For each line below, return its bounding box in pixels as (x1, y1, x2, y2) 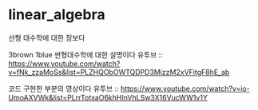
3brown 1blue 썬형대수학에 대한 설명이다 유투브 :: (8, 49, 164, 59)
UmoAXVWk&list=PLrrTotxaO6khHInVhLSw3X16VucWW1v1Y (8, 92, 208, 102)
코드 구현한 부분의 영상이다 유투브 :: (8, 84, 119, 93)
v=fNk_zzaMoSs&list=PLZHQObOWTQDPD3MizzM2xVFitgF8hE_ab (8, 67, 230, 77)
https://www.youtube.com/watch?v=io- (120, 84, 250, 93)
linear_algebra (8, 6, 105, 24)
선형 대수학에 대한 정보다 (8, 33, 85, 42)
